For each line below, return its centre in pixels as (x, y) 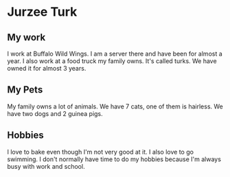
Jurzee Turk (42, 12)
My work (26, 37)
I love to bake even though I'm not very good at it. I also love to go (101, 152)
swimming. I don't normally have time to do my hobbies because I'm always (114, 159)
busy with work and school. (46, 166)
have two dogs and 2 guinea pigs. (55, 113)
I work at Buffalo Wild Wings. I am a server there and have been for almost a (115, 54)
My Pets (25, 90)
